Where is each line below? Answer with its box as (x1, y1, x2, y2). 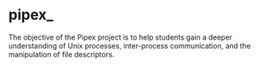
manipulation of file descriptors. (8, 49, 115, 59)
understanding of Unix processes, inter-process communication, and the (8, 40, 251, 50)
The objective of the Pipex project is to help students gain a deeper (8, 32, 233, 42)
